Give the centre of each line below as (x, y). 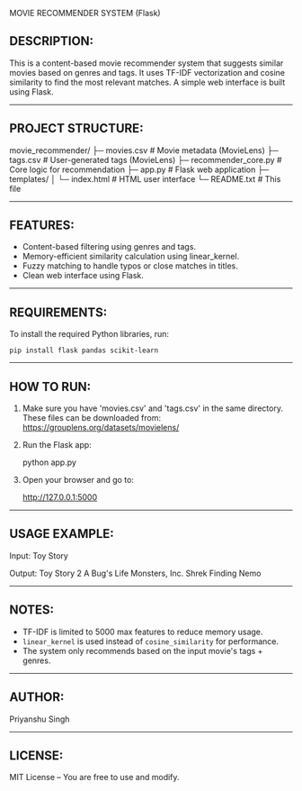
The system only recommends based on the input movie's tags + (142, 650)
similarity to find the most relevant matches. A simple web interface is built (147, 82)
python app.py (49, 462)
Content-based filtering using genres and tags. (109, 247)
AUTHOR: (37, 697)
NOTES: (32, 610)
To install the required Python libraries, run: (89, 334)
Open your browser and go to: (78, 480)
